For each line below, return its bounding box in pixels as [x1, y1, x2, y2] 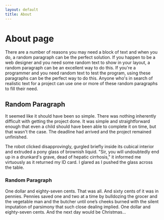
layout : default [5, 7, 38, 12]
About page [5, 33, 54, 44]
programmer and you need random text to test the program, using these [5, 70, 151, 76]
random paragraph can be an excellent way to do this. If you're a [5, 65, 136, 71]
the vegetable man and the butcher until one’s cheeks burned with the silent [5, 198, 159, 204]
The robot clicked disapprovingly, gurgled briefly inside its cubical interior [5, 144, 154, 150]
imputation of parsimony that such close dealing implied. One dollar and [5, 204, 151, 210]
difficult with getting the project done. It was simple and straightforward [5, 119, 150, 125]
